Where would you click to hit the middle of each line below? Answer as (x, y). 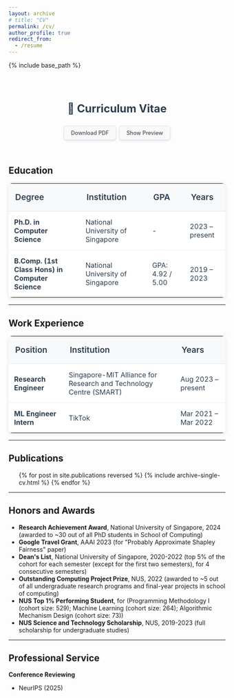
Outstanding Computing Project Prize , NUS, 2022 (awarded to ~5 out (118, 579)
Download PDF (90, 133)
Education (31, 170)
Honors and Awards (52, 511)
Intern (24, 422)
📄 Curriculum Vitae (117, 109)
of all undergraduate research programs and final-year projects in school (122, 586)
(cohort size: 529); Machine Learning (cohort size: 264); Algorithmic (115, 608)
